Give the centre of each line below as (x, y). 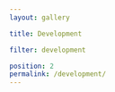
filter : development (48, 50)
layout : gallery (40, 17)
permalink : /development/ (57, 74)
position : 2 (31, 66)
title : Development (46, 33)
